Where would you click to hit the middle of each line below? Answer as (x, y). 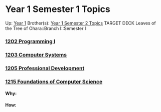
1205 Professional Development (45, 68)
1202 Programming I (30, 41)
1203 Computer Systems (36, 54)
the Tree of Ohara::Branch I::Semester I (46, 28)
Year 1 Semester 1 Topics (58, 9)
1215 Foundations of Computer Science (54, 81)
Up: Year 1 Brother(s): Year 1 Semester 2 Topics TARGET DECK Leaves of (81, 23)
